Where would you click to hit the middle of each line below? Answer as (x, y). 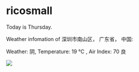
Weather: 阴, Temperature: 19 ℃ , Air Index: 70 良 (66, 52)
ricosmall (29, 11)
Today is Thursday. (29, 27)
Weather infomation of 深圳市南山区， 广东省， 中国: (70, 39)
